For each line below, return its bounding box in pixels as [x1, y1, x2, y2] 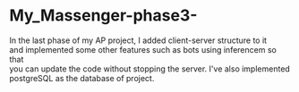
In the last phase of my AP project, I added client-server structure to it [9, 35, 267, 46]
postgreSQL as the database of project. [9, 72, 155, 83]
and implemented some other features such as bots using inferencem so [9, 44, 278, 54]
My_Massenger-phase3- [9, 5, 198, 26]
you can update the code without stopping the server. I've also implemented [9, 63, 291, 74]
